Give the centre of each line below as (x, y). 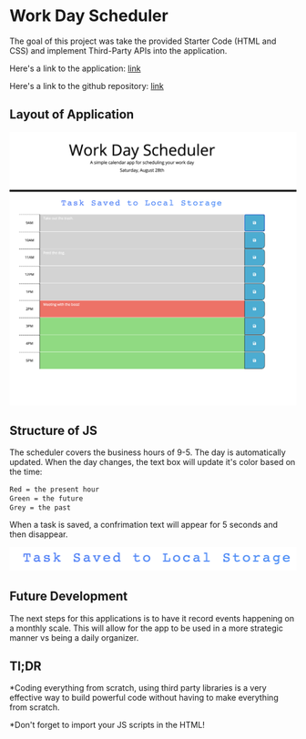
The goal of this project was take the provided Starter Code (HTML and (143, 41)
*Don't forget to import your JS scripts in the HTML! (107, 725)
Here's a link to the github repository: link (87, 86)
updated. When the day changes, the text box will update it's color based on (153, 462)
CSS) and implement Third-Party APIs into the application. (118, 50)
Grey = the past (40, 508)
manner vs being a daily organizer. (74, 637)
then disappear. (39, 534)
